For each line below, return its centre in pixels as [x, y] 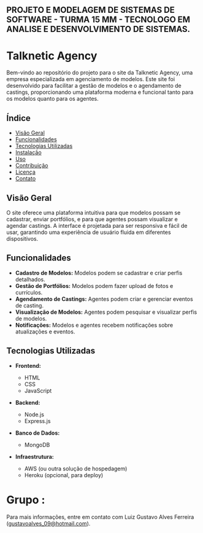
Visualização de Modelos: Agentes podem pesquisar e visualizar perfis [106, 312]
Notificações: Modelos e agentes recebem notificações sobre [94, 325]
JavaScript [38, 391]
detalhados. [30, 279]
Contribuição [32, 166]
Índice [18, 118]
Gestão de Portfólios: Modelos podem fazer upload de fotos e [94, 286]
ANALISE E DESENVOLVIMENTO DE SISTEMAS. [98, 29]
